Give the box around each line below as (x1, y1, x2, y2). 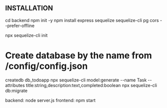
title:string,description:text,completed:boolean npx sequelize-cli (25, 82, 157, 88)
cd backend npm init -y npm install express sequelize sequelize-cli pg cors (5, 17, 159, 23)
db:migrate (5, 87, 28, 93)
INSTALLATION (5, 4, 53, 12)
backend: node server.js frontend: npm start (5, 97, 96, 103)
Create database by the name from (5, 50, 152, 61)
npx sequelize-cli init (5, 32, 48, 38)
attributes (5, 82, 25, 88)
